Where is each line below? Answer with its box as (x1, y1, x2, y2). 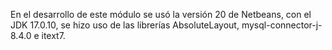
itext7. (41, 30, 66, 41)
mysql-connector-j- (241, 19, 323, 31)
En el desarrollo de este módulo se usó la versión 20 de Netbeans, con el (10, 9, 312, 20)
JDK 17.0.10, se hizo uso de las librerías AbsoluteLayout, (10, 19, 240, 31)
